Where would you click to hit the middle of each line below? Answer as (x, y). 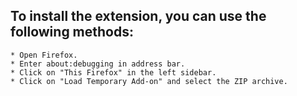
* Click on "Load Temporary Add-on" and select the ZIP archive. (149, 81)
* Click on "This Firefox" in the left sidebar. (113, 72)
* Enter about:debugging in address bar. (98, 64)
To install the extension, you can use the (138, 16)
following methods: (72, 32)
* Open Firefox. (44, 55)
